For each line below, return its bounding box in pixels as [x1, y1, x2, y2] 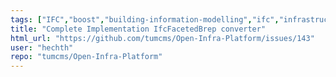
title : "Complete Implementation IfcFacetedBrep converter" [10, 24, 267, 34]
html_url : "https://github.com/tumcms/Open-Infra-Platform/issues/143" [10, 33, 315, 43]
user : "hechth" [10, 42, 74, 53]
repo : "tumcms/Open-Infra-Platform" [10, 52, 163, 62]
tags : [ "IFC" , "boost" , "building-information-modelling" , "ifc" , [10, 14, 280, 25]
